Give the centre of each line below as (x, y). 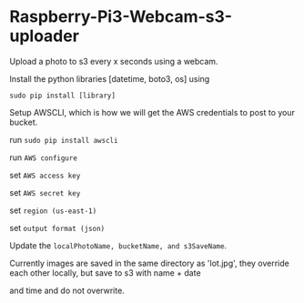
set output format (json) (57, 227)
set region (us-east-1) (53, 210)
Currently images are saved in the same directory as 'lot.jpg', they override (149, 263)
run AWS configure (43, 157)
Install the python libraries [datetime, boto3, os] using (110, 78)
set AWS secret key (45, 192)
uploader (45, 36)
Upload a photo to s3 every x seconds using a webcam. (114, 61)
